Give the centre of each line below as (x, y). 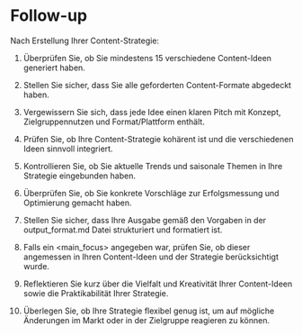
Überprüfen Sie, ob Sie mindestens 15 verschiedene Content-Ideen (147, 58)
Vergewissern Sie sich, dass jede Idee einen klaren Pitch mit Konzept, (152, 112)
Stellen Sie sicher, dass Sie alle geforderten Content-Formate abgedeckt (157, 85)
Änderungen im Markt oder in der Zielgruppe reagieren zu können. (147, 320)
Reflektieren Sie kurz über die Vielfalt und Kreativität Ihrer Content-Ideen (158, 284)
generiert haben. (54, 68)
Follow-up (49, 16)
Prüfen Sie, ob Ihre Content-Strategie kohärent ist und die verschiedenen (158, 139)
